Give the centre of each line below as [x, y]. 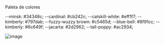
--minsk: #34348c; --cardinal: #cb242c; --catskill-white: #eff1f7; [71, 16]
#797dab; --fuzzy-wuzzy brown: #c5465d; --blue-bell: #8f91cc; [90, 22]
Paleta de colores [23, 7]
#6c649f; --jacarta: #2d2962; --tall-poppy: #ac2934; [79, 27]
